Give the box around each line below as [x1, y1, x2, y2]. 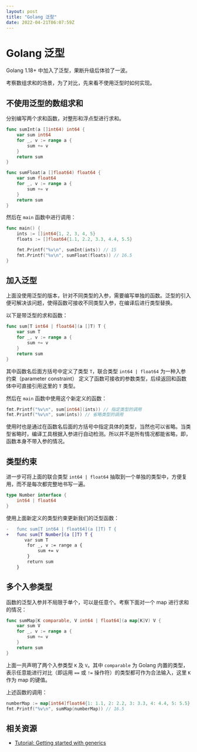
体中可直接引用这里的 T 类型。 [6, 382, 79, 389]
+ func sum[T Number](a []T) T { [6, 531, 93, 538]
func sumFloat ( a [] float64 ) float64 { [6, 170, 101, 176]
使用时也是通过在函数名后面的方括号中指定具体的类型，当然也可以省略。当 [6, 423, 186, 430]
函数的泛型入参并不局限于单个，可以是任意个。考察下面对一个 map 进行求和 [6, 599, 189, 606]
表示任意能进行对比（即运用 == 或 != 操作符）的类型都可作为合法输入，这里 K [6, 669, 191, 676]
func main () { [6, 225, 41, 231]
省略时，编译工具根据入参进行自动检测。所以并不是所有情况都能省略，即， [11, 430, 191, 437]
